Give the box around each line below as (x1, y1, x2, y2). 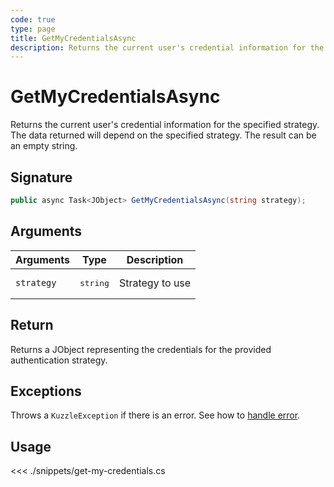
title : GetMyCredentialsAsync (10, 33, 137, 43)
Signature (10, 169, 73, 186)
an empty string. (10, 140, 78, 152)
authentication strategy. (10, 354, 108, 366)
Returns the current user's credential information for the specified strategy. (10, 119, 320, 131)
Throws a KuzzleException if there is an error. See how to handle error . (10, 409, 301, 421)
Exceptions (10, 382, 82, 400)
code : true (10, 14, 56, 25)
